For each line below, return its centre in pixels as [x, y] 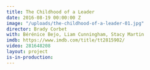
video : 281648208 [29, 46]
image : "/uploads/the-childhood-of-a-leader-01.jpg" [75, 23]
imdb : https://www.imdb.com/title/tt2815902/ [65, 40]
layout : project [27, 52]
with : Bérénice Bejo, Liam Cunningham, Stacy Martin [75, 35]
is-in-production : [30, 57]
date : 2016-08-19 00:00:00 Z [44, 18]
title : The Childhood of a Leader [51, 12]
